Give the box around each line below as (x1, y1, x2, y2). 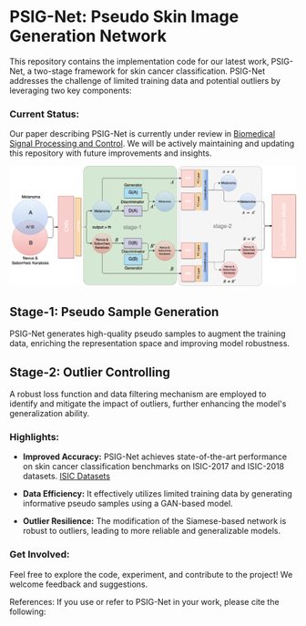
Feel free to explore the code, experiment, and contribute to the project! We (9, 569, 293, 580)
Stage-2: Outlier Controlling (9, 364, 171, 380)
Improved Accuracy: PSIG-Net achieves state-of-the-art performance (22, 451, 288, 462)
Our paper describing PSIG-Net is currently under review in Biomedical (9, 128, 276, 139)
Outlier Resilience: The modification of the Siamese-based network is (22, 516, 287, 527)
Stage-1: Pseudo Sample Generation (9, 303, 219, 320)
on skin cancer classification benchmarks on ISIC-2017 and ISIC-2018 (22, 461, 285, 472)
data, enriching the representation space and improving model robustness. (9, 338, 290, 349)
